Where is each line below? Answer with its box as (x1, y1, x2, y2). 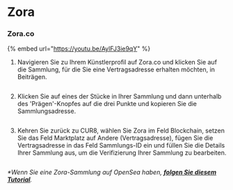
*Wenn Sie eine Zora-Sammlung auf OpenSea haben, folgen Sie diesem (7, 168, 217, 177)
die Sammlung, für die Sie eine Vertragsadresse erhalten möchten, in (17, 65, 216, 74)
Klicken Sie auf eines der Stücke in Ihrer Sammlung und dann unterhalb (17, 92, 222, 101)
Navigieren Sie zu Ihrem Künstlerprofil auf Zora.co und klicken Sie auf (17, 58, 218, 67)
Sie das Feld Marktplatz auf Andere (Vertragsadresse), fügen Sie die (17, 134, 214, 142)
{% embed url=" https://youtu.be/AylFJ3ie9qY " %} (7, 44, 151, 53)
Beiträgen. (17, 73, 47, 81)
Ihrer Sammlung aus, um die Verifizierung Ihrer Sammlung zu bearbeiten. (17, 148, 227, 157)
